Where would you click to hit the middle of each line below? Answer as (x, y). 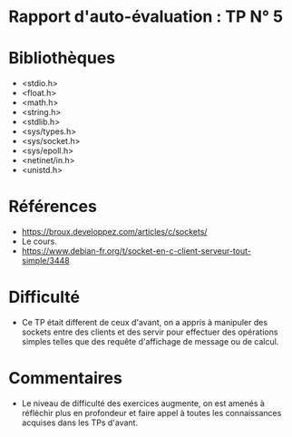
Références (53, 207)
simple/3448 (45, 261)
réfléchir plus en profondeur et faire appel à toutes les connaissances (151, 413)
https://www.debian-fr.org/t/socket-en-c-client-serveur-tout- (136, 251)
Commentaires (66, 379)
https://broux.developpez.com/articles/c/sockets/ (114, 232)
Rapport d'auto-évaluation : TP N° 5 (146, 17)
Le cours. (39, 241)
